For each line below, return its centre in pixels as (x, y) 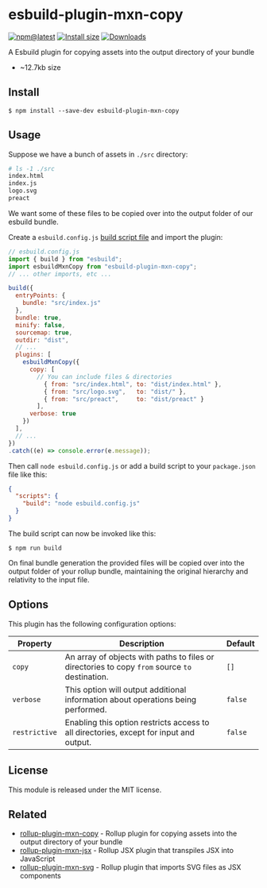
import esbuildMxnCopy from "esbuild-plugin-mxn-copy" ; (103, 266)
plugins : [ (33, 355)
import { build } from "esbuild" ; (66, 259)
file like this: (28, 474)
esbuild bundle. (33, 222)
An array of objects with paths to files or (139, 657)
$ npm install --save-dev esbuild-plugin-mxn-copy (94, 110)
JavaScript (37, 859)
